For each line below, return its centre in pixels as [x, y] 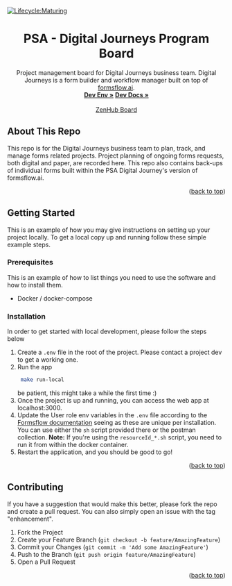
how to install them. [35, 285]
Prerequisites [30, 262]
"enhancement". [30, 519]
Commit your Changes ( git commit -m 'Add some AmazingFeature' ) [113, 547]
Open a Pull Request [46, 562]
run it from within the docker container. [73, 445]
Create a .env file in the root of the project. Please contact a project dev [119, 352]
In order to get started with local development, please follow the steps [107, 332]
